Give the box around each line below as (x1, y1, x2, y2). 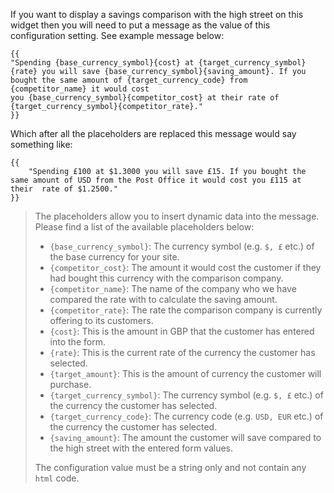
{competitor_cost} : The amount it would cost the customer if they (49, 262, 322, 273)
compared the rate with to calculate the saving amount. (49, 294, 278, 305)
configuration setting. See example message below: (10, 30, 225, 41)
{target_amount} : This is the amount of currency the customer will (49, 368, 322, 379)
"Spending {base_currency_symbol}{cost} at (10, 58, 195, 68)
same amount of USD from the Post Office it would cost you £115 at (10, 175, 302, 185)
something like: (10, 139, 73, 150)
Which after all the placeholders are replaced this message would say (10, 128, 297, 139)
